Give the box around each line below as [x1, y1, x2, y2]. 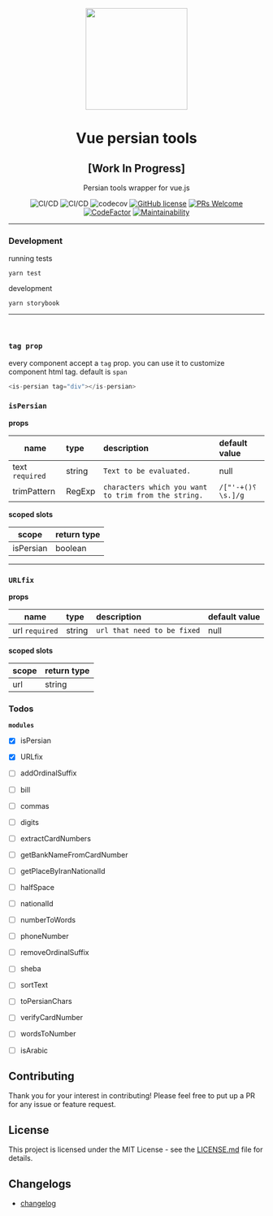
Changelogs [8, 1177, 71, 1191]
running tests [8, 254, 53, 263]
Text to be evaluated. [102, 466, 191, 476]
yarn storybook [8, 299, 60, 308]
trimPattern [12, 485, 55, 497]
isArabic [19, 1045, 49, 1055]
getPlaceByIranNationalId [19, 866, 106, 875]
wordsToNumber [19, 1029, 76, 1039]
